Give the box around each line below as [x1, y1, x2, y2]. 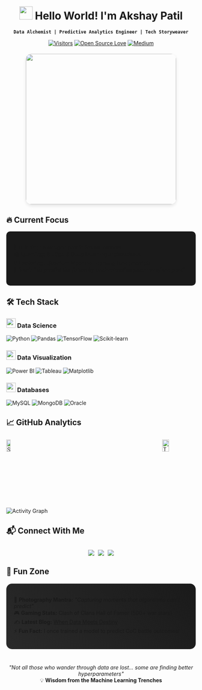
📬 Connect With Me [6, 526, 85, 536]
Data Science [17, 322, 57, 330]
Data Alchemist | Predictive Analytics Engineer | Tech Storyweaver [13, 29, 189, 35]
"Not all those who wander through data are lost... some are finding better [8, 664, 194, 671]
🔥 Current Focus [6, 215, 69, 225]
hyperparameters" [78, 670, 124, 677]
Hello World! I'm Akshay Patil [35, 9, 183, 23]
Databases [17, 385, 49, 394]
